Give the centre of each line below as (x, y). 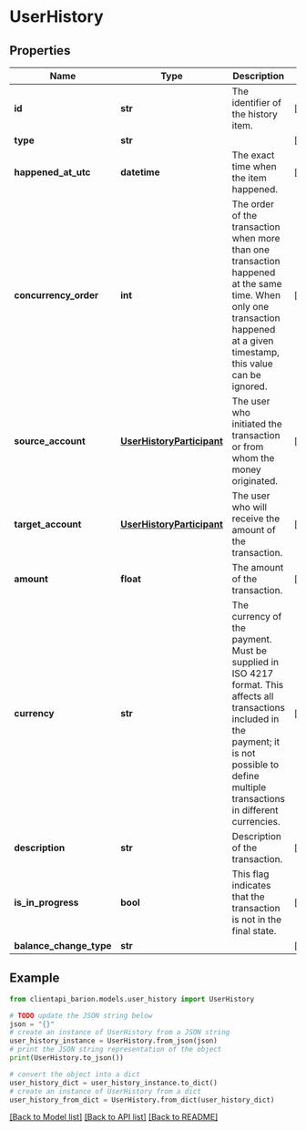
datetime (140, 172)
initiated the (257, 424)
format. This (258, 685)
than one (251, 250)
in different (255, 810)
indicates (251, 885)
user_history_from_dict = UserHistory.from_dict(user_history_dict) (142, 1100)
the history (255, 114)
